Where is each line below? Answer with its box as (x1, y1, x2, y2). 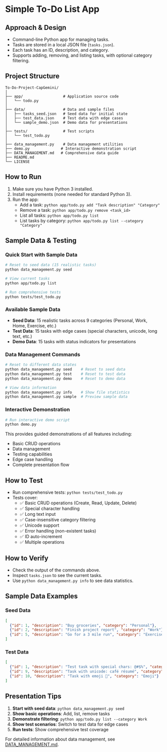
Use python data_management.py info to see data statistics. (12, 577, 134, 583)
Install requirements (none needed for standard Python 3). (12, 191, 132, 197)
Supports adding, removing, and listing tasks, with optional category (12, 52, 153, 58)
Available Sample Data (5, 306, 61, 313)
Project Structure (5, 72, 60, 81)
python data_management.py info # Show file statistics (5, 389, 130, 395)
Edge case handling (12, 457, 53, 463)
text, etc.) (12, 333, 32, 339)
